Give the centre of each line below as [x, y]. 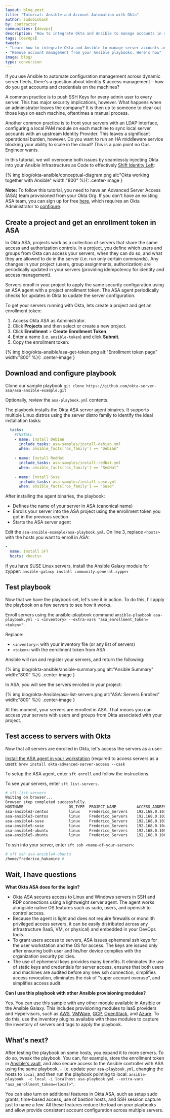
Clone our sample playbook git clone [45, 385]
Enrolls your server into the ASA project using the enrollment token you [87, 511]
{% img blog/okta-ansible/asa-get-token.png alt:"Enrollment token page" [81, 352]
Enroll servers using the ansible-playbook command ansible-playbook [78, 614]
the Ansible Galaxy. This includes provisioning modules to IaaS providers [81, 1008]
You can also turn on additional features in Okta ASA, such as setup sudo [81, 1094]
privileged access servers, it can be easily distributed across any [80, 924]
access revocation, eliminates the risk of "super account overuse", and [86, 977]
